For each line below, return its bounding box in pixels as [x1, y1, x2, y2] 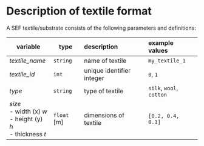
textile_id [9, 70, 35, 78]
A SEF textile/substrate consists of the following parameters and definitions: [6, 24, 196, 32]
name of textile [84, 56, 127, 65]
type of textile [84, 87, 123, 95]
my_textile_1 [148, 57, 186, 64]
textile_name [9, 56, 46, 65]
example [148, 38, 174, 47]
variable [16, 42, 41, 51]
